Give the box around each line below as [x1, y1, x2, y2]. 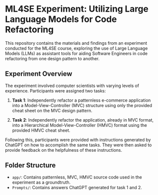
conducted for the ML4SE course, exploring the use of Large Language [5, 45, 148, 51]
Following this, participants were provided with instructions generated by [5, 137, 151, 142]
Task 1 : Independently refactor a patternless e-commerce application [12, 97, 151, 103]
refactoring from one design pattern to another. [5, 55, 100, 61]
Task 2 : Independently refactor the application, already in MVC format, [12, 117, 154, 123]
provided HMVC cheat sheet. [12, 127, 70, 133]
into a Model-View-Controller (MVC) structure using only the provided [12, 102, 152, 108]
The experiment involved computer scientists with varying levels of [5, 83, 140, 89]
